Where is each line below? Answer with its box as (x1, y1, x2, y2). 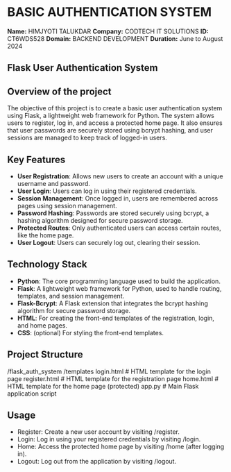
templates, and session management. (17, 292, 125, 300)
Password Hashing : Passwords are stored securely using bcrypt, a (17, 209, 209, 217)
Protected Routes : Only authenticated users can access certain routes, (17, 224, 221, 232)
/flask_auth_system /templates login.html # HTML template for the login (7, 367, 212, 376)
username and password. (17, 179, 90, 187)
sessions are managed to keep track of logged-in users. (7, 133, 168, 142)
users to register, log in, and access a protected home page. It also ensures (7, 119, 223, 127)
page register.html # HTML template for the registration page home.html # (7, 374, 219, 382)
